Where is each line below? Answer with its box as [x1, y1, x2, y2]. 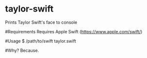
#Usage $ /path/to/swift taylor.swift [5, 38, 76, 44]
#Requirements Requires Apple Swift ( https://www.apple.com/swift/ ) [5, 29, 143, 34]
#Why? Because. [5, 47, 39, 53]
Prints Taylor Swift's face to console [5, 19, 77, 25]
